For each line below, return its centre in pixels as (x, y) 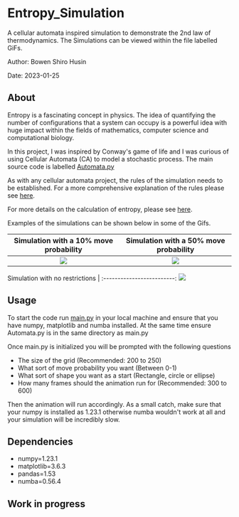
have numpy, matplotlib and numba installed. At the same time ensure (110, 325)
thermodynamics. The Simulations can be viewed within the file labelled (113, 40)
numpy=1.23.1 (38, 459)
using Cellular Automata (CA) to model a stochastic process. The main (110, 159)
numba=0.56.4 (39, 481)
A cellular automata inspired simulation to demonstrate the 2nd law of (109, 33)
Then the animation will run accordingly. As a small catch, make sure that (115, 404)
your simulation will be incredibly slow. (64, 419)
